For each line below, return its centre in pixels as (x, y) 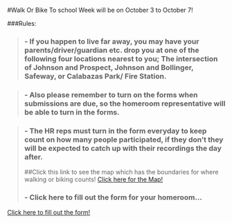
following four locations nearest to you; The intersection (121, 58)
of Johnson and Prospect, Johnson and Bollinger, (109, 67)
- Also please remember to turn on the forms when (111, 94)
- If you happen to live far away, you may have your (111, 41)
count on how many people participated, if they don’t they (124, 140)
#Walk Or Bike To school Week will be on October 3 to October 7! (100, 10)
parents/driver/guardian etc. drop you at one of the (111, 50)
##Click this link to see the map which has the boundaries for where (121, 172)
